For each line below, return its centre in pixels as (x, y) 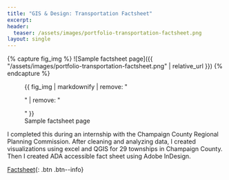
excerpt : (20, 20)
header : (18, 26)
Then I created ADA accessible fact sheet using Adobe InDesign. (99, 157)
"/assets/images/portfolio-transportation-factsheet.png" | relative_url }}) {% (115, 66)
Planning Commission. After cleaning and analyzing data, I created (102, 141)
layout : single (29, 39)
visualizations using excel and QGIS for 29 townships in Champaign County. (115, 149)
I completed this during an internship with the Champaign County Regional (113, 134)
